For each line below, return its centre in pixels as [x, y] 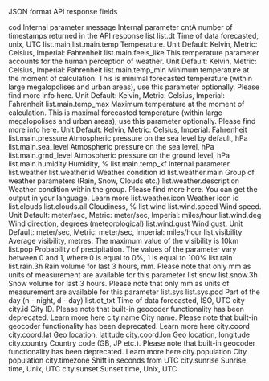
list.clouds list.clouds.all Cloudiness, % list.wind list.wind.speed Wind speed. [135, 207]
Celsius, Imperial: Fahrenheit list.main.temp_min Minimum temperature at [129, 70]
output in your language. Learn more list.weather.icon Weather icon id [124, 198]
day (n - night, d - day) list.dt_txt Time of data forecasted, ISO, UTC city [126, 300]
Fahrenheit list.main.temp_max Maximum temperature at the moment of [126, 104]
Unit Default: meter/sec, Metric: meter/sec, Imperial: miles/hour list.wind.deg [135, 215]
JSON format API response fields [63, 12]
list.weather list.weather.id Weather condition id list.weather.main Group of [132, 172]
